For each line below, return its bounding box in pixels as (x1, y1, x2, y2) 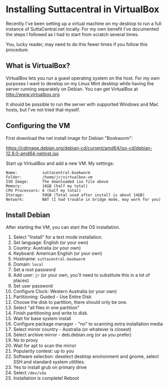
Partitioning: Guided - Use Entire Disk (13, 294, 92, 300)
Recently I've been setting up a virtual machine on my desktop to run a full (6, 20, 162, 27)
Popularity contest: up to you (13, 348, 74, 354)
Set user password (13, 283, 53, 289)
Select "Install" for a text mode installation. (13, 234, 103, 240)
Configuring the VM (6, 122, 70, 130)
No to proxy (13, 337, 38, 343)
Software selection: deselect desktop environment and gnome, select (13, 353, 159, 359)
